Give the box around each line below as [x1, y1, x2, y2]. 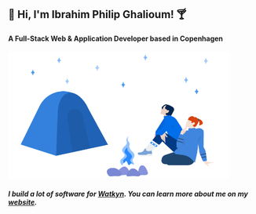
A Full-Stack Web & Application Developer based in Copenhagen [8, 34, 224, 43]
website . [8, 197, 38, 207]
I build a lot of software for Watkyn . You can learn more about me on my [8, 189, 249, 198]
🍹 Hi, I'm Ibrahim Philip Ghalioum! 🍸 [8, 8, 187, 21]
